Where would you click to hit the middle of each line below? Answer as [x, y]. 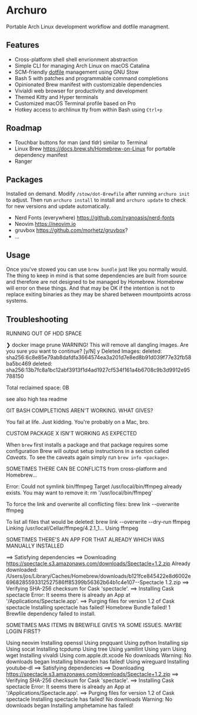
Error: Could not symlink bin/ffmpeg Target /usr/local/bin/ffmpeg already [94, 486]
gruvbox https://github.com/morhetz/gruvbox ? [71, 230]
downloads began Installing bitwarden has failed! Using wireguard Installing [98, 662]
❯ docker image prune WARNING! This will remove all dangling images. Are [97, 345]
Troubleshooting [37, 319]
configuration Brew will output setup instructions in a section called [88, 451]
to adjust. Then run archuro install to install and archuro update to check [96, 200]
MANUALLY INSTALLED [35, 546]
